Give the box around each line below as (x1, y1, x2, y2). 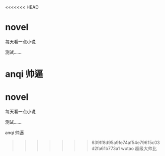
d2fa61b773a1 (91, 146, 120, 152)
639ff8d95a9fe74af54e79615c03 (91, 140, 160, 146)
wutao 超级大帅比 (121, 146, 157, 152)
